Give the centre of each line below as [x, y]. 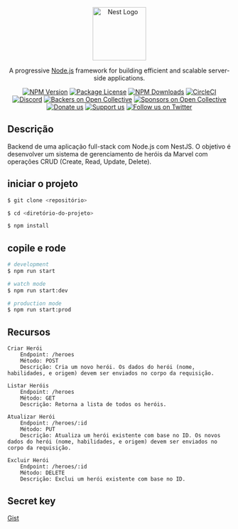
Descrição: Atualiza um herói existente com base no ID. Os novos [120, 436]
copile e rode [37, 248]
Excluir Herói [28, 461]
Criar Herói [25, 348]
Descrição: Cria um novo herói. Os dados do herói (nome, [108, 367]
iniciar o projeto [43, 184]
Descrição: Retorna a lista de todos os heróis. [93, 405]
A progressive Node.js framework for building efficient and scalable [108, 70]
